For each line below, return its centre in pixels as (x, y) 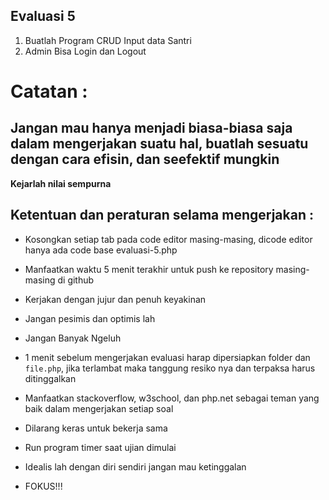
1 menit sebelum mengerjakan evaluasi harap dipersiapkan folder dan (167, 357)
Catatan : (49, 91)
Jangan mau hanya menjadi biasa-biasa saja (151, 128)
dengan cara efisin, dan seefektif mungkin (145, 159)
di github (76, 280)
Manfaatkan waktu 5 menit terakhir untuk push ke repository (149, 269)
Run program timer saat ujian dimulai (100, 447)
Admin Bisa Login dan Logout (85, 51)
